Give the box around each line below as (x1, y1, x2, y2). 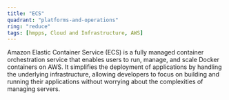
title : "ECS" (7, 10, 45, 17)
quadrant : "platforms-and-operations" (7, 17, 119, 23)
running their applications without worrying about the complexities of (7, 77, 203, 86)
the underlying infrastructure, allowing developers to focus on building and (7, 70, 219, 79)
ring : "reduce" (7, 23, 51, 30)
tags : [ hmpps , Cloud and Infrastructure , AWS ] (7, 29, 143, 37)
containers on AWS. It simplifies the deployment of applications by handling (7, 63, 222, 71)
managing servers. (7, 85, 61, 93)
